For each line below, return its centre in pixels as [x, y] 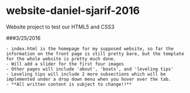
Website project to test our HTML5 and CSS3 [61, 27]
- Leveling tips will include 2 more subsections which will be [86, 74]
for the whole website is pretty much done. [61, 59]
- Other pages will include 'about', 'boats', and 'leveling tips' [90, 69]
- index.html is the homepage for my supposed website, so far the [90, 49]
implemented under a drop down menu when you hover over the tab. [89, 79]
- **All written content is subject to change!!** [69, 84]
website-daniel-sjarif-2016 [73, 11]
